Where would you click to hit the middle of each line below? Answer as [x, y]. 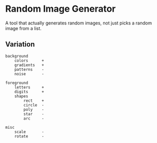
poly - [34, 109]
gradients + [29, 65]
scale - [29, 132]
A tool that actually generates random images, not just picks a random [79, 23]
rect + [34, 101]
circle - [34, 105]
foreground [17, 83]
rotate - [29, 136]
